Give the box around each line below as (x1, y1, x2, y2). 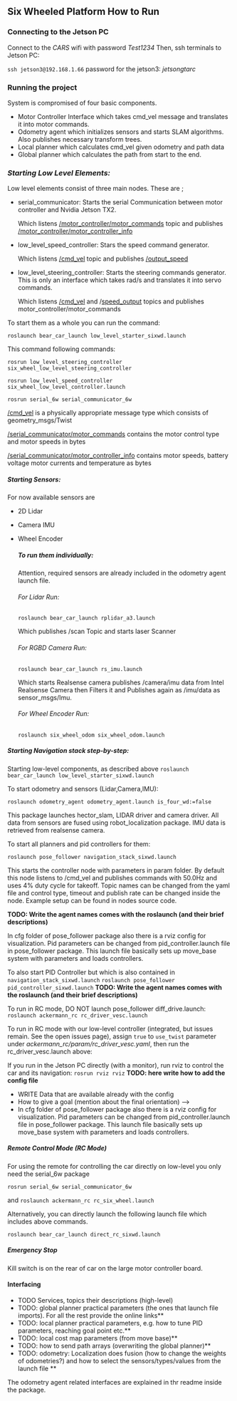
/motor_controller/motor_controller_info (17, 227, 133, 236)
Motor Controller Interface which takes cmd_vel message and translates (17, 112, 228, 120)
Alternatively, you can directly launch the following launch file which (7, 1209, 207, 1218)
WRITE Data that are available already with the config (17, 1090, 174, 1098)
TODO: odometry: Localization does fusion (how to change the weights (17, 1349, 226, 1358)
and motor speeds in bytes (7, 437, 86, 446)
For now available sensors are (7, 493, 95, 501)
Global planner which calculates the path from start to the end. (17, 150, 201, 159)
